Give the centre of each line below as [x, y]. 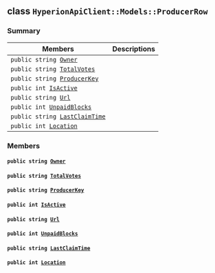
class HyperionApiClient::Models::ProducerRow [107, 11]
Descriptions [134, 49]
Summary [24, 31]
